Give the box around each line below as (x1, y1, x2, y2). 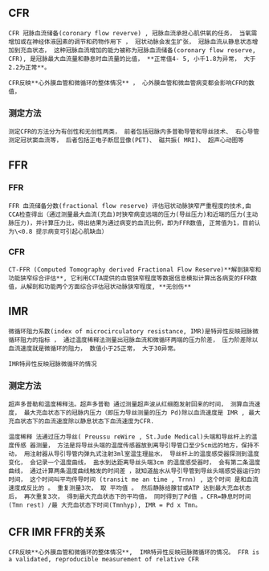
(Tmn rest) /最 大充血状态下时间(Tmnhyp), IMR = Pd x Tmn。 (8, 501, 202, 509)
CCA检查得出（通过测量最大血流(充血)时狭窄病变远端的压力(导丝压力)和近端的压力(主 (8, 210, 253, 218)
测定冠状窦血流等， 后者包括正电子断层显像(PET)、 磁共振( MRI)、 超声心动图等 (8, 137, 244, 145)
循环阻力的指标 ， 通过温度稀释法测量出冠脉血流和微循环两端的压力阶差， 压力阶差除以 (8, 336, 259, 344)
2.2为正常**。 (8, 63, 51, 71)
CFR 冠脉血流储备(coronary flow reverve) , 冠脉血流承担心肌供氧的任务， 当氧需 (8, 29, 258, 37)
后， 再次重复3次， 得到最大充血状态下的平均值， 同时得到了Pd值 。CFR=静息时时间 (8, 493, 251, 501)
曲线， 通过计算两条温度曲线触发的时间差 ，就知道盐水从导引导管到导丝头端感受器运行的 (8, 467, 261, 475)
